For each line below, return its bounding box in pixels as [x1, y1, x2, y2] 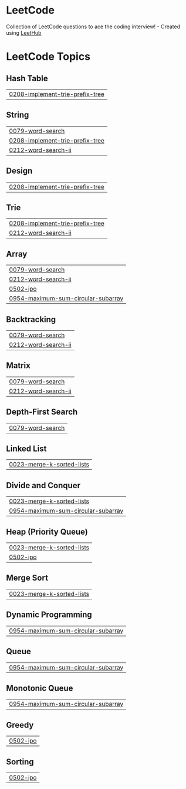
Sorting [6, 757, 34, 767]
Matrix [6, 360, 31, 371]
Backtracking [6, 314, 56, 324]
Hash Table [6, 73, 48, 83]
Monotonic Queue [6, 683, 73, 693]
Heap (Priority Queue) [6, 526, 88, 536]
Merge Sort [6, 573, 49, 583]
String [6, 110, 29, 120]
